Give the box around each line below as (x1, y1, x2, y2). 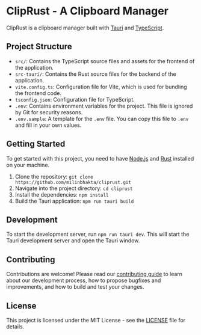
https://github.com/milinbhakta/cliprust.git (14, 179, 131, 185)
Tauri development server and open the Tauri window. (6, 237, 140, 244)
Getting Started (6, 139, 66, 149)
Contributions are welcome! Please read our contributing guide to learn (6, 271, 182, 278)
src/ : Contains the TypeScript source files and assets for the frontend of (14, 57, 195, 64)
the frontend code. (14, 89, 62, 97)
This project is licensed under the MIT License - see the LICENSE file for (6, 317, 185, 324)
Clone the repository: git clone (14, 173, 93, 180)
